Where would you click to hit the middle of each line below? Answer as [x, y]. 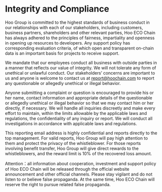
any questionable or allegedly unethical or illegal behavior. [63, 83]
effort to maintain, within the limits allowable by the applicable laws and [76, 113]
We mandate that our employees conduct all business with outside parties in [81, 63]
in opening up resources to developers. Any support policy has [68, 43]
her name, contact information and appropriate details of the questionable [79, 97]
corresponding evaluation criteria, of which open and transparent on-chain [79, 48]
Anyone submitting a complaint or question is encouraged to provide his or [79, 93]
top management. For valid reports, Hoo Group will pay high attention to [77, 138]
